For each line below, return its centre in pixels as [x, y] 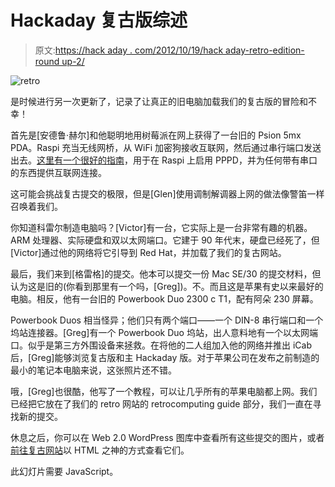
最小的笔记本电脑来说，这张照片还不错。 [93, 370]
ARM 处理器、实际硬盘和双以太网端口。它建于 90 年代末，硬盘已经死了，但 [165, 240]
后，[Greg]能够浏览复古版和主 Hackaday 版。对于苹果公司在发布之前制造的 [165, 357]
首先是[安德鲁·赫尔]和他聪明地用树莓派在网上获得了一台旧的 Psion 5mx [156, 135]
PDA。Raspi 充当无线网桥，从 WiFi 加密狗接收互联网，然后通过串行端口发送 [166, 147]
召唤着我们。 [36, 206]
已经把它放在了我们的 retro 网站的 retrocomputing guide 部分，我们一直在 [161, 403]
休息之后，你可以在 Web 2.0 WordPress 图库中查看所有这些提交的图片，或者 [167, 437]
